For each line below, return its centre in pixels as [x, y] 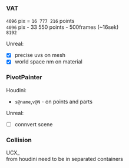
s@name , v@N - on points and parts [54, 102]
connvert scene [34, 124]
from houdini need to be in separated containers [65, 159]
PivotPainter [24, 78]
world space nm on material [48, 62]
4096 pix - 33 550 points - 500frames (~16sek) [62, 27]
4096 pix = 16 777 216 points [40, 21]
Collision [19, 140]
